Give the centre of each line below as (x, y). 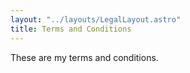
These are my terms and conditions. (84, 57)
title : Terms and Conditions (71, 29)
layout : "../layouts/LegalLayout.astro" (96, 19)
